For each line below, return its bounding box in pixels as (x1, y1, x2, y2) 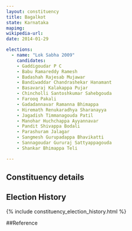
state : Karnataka (6, 19, 49, 25)
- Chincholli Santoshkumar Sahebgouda (16, 91, 112, 97)
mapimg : (6, 25, 25, 31)
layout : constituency (6, 8, 60, 15)
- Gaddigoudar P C (16, 63, 62, 69)
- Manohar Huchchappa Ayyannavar (16, 118, 99, 124)
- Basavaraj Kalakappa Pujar (16, 85, 88, 91)
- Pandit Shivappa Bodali (16, 123, 81, 130)
